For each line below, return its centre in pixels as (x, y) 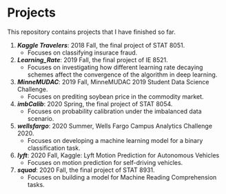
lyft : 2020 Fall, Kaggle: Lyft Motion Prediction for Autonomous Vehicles (118, 155)
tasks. (36, 184)
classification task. (54, 148)
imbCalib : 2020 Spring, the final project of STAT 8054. (95, 104)
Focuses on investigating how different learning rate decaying (115, 67)
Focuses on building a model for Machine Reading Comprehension (122, 177)
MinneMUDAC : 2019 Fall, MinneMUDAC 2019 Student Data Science (113, 81)
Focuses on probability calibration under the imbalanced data (114, 111)
